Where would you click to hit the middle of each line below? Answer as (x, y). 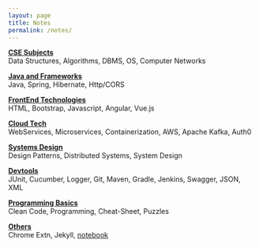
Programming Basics (43, 203)
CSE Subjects (31, 53)
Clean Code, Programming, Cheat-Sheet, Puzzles (89, 211)
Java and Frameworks (45, 77)
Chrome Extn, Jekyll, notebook (58, 235)
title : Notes (30, 23)
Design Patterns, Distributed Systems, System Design (96, 155)
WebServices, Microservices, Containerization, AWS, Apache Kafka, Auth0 (130, 132)
